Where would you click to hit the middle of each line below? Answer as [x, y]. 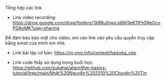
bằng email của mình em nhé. [35, 43]
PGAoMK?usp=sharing [36, 28]
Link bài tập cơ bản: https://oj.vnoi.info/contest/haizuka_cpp [74, 53]
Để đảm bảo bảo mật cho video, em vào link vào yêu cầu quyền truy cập [80, 38]
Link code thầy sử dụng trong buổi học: [53, 62]
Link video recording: [34, 17]
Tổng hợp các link [23, 8]
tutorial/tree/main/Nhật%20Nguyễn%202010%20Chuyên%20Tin [79, 73]
